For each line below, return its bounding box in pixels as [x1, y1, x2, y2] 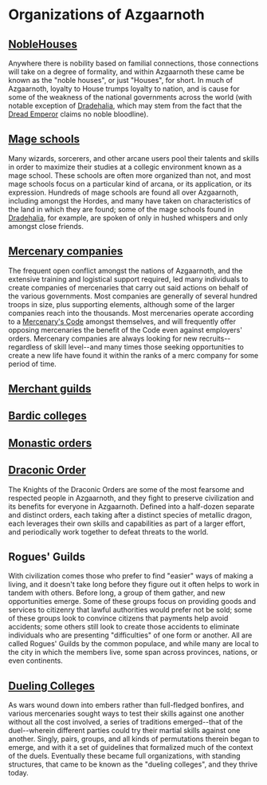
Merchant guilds [8, 382, 92, 396]
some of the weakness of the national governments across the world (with [8, 93, 253, 101]
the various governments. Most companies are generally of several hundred [8, 291, 257, 301]
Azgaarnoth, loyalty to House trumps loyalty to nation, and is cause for [8, 84, 241, 93]
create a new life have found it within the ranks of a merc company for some [8, 350, 259, 360]
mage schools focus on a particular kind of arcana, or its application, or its [8, 179, 253, 188]
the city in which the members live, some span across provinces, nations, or [8, 648, 258, 657]
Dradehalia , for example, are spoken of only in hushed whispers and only [8, 213, 249, 223]
